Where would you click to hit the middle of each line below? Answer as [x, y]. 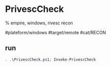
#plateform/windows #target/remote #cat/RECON [55, 32]
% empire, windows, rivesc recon [39, 23]
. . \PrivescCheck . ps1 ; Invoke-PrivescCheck [51, 60]
